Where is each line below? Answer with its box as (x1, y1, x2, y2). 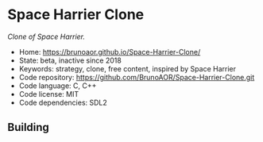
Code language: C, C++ (18, 81, 97, 90)
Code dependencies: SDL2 (18, 98, 108, 107)
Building (7, 121, 49, 134)
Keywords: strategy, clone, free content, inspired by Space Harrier (18, 63, 236, 73)
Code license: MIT (18, 89, 79, 98)
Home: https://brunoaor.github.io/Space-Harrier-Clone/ (18, 47, 201, 56)
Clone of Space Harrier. (7, 32, 85, 41)
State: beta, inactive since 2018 (18, 56, 122, 65)
